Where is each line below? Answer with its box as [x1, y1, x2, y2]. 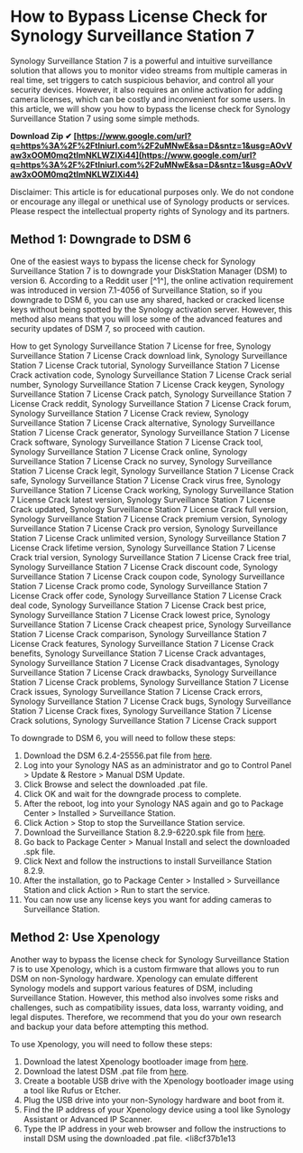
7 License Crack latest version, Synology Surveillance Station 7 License [10, 494, 276, 505]
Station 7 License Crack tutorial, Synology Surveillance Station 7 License [10, 360, 280, 370]
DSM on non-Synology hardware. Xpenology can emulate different [10, 973, 258, 984]
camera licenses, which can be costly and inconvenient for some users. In [10, 93, 286, 105]
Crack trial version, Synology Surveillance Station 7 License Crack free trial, [10, 551, 291, 562]
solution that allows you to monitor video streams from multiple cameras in [10, 65, 288, 76]
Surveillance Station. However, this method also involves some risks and [10, 992, 279, 1003]
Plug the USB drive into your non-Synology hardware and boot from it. [23, 1094, 285, 1105]
